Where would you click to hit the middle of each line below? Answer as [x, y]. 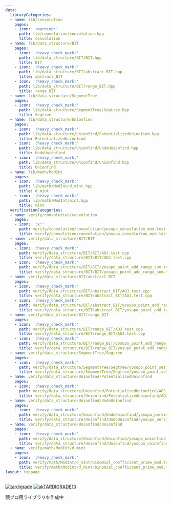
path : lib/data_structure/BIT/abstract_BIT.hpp [71, 72]
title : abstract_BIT [41, 77]
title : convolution [39, 39]
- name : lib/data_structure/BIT [45, 44]
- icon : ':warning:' [36, 29]
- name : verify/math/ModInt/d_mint [48, 448]
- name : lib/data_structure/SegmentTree [53, 96]
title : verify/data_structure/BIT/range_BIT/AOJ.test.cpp [82, 334]
